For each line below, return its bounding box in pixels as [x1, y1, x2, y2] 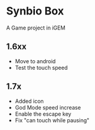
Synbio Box [6, 4, 64, 18]
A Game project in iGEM [6, 24, 66, 31]
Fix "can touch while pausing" [14, 116, 90, 124]
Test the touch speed [14, 64, 68, 71]
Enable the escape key [14, 110, 72, 117]
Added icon [14, 97, 44, 105]
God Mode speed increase [14, 104, 81, 111]
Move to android [14, 57, 56, 64]
